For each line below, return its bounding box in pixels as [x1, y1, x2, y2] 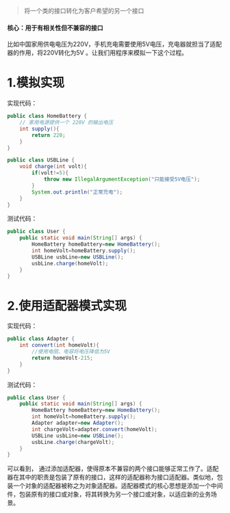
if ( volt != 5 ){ [31, 170, 69, 176]
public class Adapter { [7, 335, 75, 343]
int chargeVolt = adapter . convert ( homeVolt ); [31, 425, 157, 433]
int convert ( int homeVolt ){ [19, 342, 99, 349]
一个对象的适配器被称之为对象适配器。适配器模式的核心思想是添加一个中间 [12, 482, 223, 490]
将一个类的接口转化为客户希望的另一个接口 [23, 7, 144, 14]
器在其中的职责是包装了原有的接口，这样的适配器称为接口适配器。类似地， [7, 473, 217, 482]
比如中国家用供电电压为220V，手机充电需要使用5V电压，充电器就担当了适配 [7, 40, 222, 49]
